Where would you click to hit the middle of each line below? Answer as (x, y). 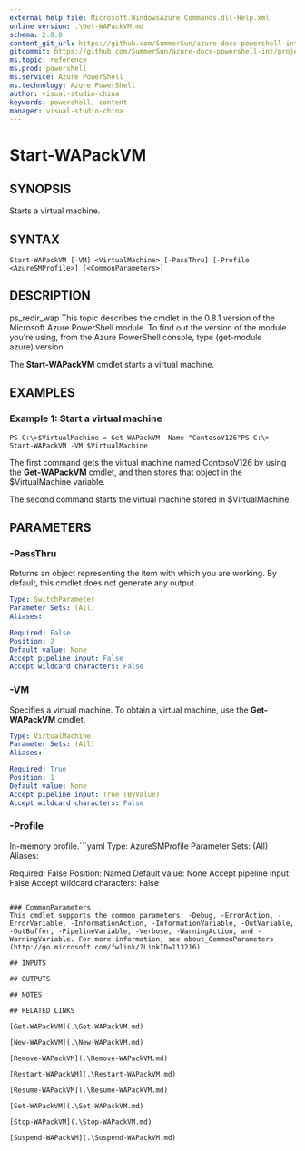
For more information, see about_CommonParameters (176, 939)
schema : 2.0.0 (36, 34)
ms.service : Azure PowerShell (67, 77)
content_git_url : (42, 43)
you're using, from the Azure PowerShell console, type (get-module (136, 337)
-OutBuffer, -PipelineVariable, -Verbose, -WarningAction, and (132, 931)
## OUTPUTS (30, 979)
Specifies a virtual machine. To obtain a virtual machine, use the (129, 710)
